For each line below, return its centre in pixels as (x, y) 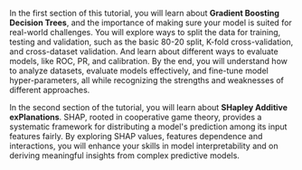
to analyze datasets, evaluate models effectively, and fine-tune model (139, 71)
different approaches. (50, 90)
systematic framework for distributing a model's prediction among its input (148, 127)
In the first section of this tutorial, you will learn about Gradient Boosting (145, 13)
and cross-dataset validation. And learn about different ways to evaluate (144, 52)
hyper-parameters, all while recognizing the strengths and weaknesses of (147, 80)
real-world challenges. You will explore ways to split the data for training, (145, 32)
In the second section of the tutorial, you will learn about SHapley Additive (148, 107)
